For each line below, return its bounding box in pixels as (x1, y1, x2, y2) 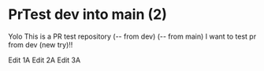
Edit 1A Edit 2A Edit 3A (8, 55, 81, 65)
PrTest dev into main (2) (8, 6, 167, 24)
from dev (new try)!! (8, 39, 73, 49)
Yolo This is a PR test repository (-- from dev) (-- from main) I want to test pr (8, 32, 257, 41)
